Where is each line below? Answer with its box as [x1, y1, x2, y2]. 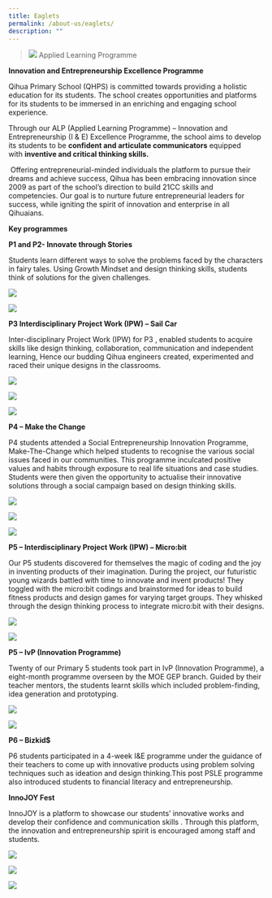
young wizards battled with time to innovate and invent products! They [8, 575, 244, 585]
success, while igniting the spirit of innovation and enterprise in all [8, 200, 230, 210]
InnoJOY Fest [8, 793, 55, 803]
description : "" [8, 27, 63, 35]
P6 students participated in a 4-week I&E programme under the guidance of [8, 751, 262, 761]
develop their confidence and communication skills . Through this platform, [8, 818, 260, 827]
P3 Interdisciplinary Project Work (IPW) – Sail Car [8, 319, 177, 329]
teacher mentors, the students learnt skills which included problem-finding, [8, 680, 261, 691]
